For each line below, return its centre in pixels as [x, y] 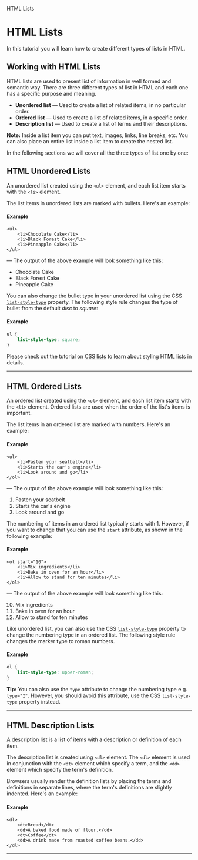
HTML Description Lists [51, 726]
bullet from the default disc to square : [53, 308]
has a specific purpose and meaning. [51, 93]
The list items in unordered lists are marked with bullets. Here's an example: [98, 203]
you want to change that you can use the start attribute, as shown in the [95, 530]
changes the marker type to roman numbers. [61, 641]
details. [16, 362]
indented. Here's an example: [42, 794]
